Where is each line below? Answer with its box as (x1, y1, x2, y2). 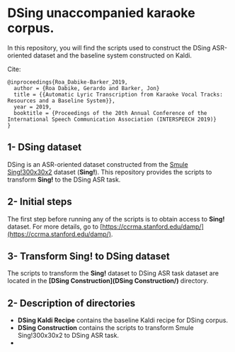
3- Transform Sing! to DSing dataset (7, 250, 170, 262)
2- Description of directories (7, 297, 136, 309)
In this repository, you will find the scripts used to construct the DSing (7, 43, 211, 52)
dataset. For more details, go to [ (7, 222, 103, 231)
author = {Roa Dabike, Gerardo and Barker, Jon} (13, 84, 160, 92)
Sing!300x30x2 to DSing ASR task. (17, 331, 119, 340)
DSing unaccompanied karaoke (7, 5, 196, 21)
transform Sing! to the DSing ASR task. (7, 175, 121, 184)
